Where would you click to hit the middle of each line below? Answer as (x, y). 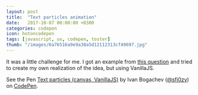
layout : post (22, 12)
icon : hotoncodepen (30, 34)
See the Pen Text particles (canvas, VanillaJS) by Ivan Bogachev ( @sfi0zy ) (98, 79)
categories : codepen (32, 28)
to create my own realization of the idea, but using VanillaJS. (80, 68)
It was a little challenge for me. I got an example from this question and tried (99, 61)
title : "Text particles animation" (51, 17)
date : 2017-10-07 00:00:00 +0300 (50, 23)
